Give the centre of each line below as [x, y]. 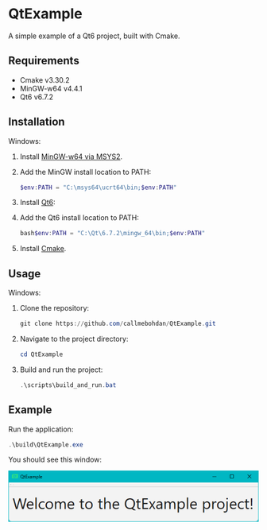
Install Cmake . [43, 249]
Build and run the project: [61, 369]
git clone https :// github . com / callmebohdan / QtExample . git [118, 324]
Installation [37, 122]
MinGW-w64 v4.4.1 [51, 88]
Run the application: [41, 429]
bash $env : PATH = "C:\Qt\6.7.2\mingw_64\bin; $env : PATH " [112, 234]
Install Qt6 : [37, 203]
